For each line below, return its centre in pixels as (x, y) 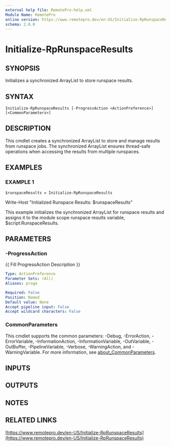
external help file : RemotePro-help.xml (49, 10)
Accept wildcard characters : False (43, 312)
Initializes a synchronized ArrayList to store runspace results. (69, 81)
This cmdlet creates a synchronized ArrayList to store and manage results (83, 140)
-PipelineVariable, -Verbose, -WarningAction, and (79, 346)
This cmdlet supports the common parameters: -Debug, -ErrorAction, (78, 336)
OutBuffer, (16, 346)
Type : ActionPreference (31, 274)
